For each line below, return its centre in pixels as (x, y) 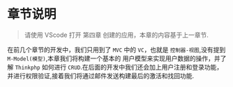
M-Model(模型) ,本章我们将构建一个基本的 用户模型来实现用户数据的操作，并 (114, 58)
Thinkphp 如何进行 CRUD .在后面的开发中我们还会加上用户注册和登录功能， (119, 67)
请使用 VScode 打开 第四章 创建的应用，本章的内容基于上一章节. (116, 35)
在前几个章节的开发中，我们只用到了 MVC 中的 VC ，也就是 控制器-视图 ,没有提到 (116, 49)
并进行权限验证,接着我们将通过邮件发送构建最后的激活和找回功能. (101, 76)
